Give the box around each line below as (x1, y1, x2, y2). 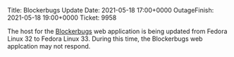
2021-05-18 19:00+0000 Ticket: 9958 (7, 13, 117, 22)
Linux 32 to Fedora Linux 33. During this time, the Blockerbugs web (7, 34, 203, 43)
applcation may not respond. (7, 42, 91, 50)
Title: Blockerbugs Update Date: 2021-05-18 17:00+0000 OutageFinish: (7, 6, 214, 14)
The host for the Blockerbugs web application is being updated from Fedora (7, 27, 228, 35)
